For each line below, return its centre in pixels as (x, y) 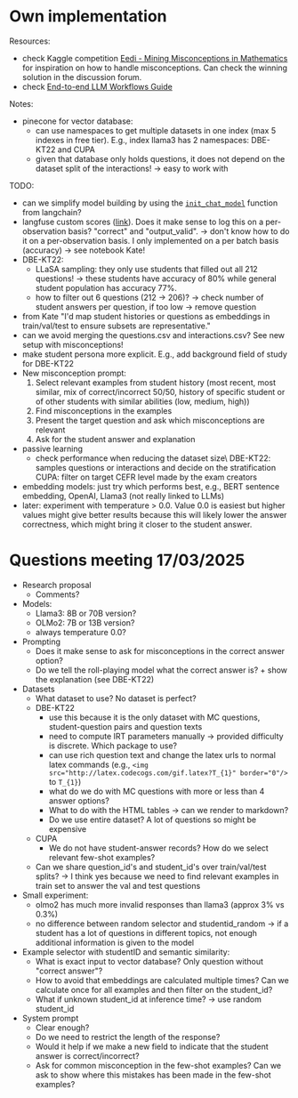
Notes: (21, 103)
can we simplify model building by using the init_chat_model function (150, 203)
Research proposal (56, 585)
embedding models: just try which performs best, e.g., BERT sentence (151, 486)
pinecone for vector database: (77, 121)
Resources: (30, 41)
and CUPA (76, 149)
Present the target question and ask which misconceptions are (150, 420)
